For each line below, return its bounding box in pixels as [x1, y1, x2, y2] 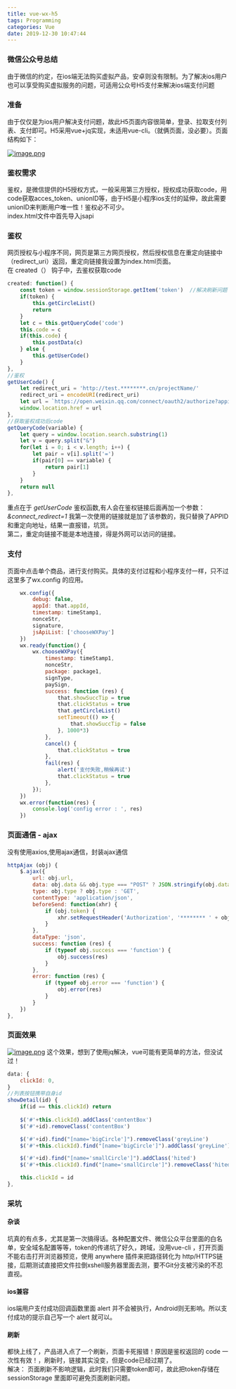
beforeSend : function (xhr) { [32, 901, 118, 908]
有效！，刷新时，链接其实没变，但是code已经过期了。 [19, 1356, 176, 1364]
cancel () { [44, 740, 77, 747]
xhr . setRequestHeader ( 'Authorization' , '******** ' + [57, 914, 218, 921]
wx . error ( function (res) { [20, 799, 96, 806]
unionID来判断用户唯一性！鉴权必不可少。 [7, 203, 129, 211]
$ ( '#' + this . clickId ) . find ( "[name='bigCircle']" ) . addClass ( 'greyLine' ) [20, 1142, 231, 1149]
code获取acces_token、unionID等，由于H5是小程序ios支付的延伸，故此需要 [7, 195, 226, 203]
